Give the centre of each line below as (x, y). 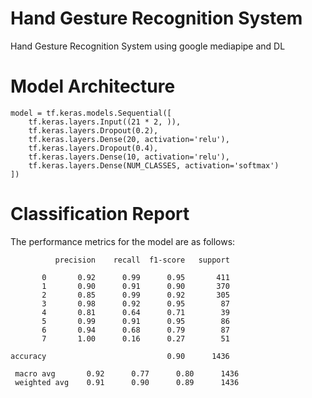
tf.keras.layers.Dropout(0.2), (93, 130)
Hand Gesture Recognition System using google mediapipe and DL (148, 46)
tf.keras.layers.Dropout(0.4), (93, 148)
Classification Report (100, 214)
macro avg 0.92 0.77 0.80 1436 (127, 373)
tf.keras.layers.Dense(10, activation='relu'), (129, 157)
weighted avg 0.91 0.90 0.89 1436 (127, 382)
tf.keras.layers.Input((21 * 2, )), (105, 122)
